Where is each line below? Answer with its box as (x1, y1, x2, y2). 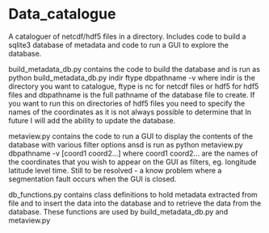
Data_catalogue (8, 5, 116, 23)
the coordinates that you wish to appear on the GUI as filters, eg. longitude (8, 156, 257, 166)
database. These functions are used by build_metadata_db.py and (8, 206, 229, 216)
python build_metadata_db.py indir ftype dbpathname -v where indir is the (8, 73, 256, 82)
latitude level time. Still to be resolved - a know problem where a (8, 165, 222, 175)
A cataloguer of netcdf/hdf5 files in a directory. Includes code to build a (8, 31, 246, 41)
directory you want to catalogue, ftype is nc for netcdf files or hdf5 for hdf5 (8, 81, 259, 91)
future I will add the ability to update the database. (8, 115, 176, 125)
